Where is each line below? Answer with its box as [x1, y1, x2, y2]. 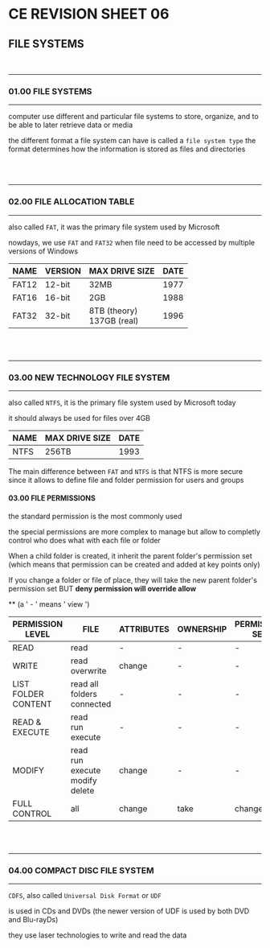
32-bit [44, 310, 71, 321]
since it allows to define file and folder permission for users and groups [8, 475, 244, 484]
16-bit [44, 291, 71, 303]
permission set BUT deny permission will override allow [8, 584, 197, 594]
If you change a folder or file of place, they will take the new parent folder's [8, 575, 257, 585]
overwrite [70, 666, 107, 677]
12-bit [44, 278, 71, 290]
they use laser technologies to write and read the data [8, 930, 187, 940]
